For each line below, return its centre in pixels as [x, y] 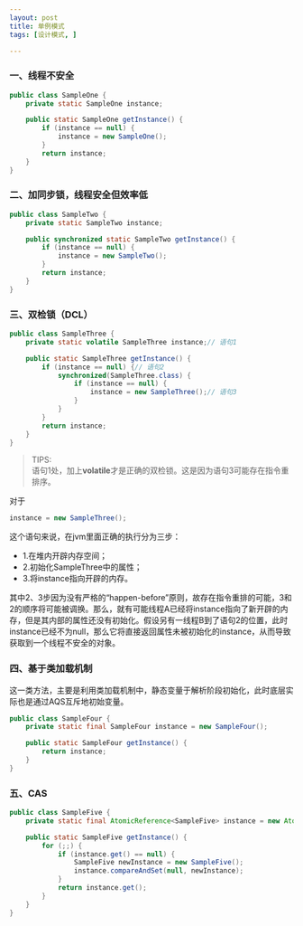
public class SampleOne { [58, 95]
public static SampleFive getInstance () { [106, 837]
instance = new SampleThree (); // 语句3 [163, 392]
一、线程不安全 [42, 76]
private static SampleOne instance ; [95, 104]
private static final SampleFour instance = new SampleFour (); [147, 727]
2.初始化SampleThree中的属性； [82, 567]
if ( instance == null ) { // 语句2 [103, 367]
